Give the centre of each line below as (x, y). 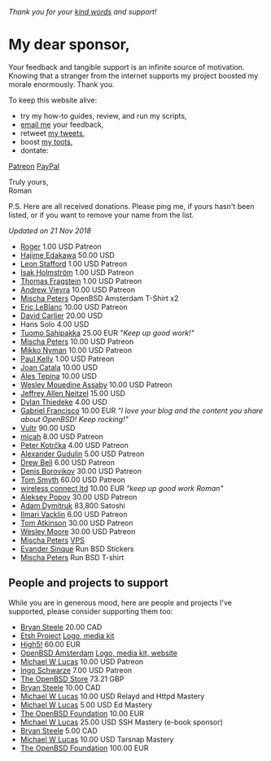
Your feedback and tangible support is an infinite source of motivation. (127, 67)
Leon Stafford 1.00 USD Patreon (74, 263)
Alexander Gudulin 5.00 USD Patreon (82, 454)
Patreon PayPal (34, 166)
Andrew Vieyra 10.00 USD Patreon (78, 289)
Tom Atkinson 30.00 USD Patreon (76, 523)
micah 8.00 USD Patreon (61, 436)
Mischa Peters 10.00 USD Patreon (77, 341)
